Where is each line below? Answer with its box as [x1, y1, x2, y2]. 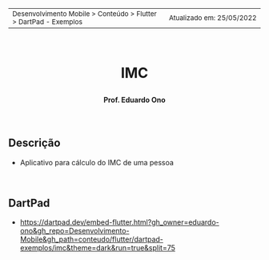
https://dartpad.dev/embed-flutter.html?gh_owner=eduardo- [19, 217, 220, 227]
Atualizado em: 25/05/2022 [168, 14, 257, 22]
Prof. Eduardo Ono [103, 95, 166, 105]
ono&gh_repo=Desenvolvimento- [19, 226, 130, 236]
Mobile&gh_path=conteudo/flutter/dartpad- [19, 234, 164, 244]
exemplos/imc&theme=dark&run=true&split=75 [19, 243, 176, 253]
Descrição [8, 136, 61, 150]
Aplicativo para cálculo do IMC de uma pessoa [19, 157, 175, 167]
